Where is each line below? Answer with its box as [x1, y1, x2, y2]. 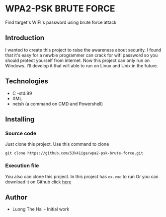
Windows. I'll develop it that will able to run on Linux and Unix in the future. [5, 62, 158, 68]
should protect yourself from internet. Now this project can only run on [5, 57, 150, 63]
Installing [5, 115, 35, 123]
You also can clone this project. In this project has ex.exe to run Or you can [5, 173, 159, 179]
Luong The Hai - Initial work [12, 206, 70, 212]
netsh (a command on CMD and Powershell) [12, 101, 103, 107]
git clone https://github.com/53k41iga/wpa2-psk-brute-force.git [5, 151, 143, 156]
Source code [5, 130, 37, 137]
